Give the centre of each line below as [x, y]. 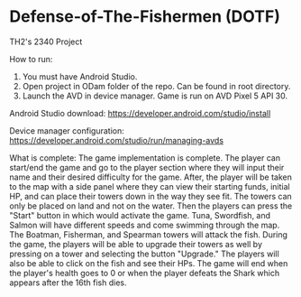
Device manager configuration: [67, 130]
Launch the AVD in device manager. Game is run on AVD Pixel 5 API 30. [155, 96]
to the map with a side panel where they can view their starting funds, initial [150, 186]
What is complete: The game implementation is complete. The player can [145, 158]
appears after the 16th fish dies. [68, 283]
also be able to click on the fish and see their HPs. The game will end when [149, 263]
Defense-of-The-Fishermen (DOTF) [145, 17]
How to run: [31, 59]
